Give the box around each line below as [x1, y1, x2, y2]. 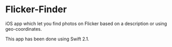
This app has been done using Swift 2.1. [5, 36, 89, 42]
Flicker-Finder [5, 4, 67, 15]
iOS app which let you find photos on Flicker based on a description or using [5, 20, 167, 27]
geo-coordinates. [5, 26, 42, 32]
